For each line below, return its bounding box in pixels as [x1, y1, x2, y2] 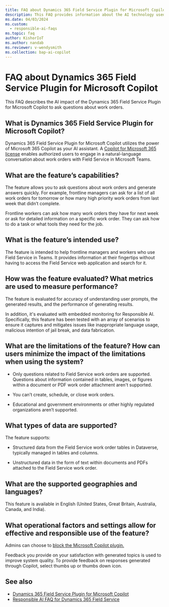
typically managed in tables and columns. [12, 450, 99, 456]
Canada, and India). [5, 506, 46, 512]
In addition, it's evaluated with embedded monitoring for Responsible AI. [5, 311, 155, 317]
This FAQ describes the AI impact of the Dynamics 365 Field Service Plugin [5, 99, 161, 105]
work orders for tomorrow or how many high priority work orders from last [5, 195, 159, 201]
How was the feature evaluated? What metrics [5, 274, 153, 283]
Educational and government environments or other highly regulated [12, 401, 154, 407]
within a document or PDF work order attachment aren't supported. [12, 382, 152, 388]
